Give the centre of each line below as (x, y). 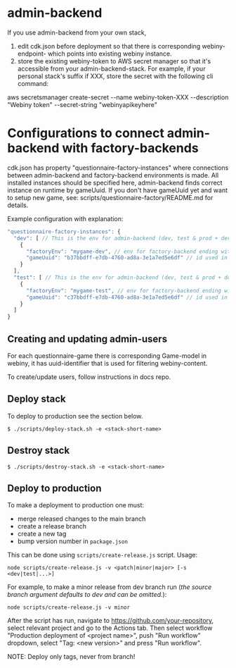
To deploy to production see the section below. (75, 416)
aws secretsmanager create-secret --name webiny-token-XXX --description (118, 97)
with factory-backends (130, 148)
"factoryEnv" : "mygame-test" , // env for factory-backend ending (123, 290)
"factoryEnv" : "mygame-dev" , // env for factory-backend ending (122, 252)
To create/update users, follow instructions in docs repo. (89, 377)
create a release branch (52, 526)
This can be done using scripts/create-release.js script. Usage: (103, 555)
